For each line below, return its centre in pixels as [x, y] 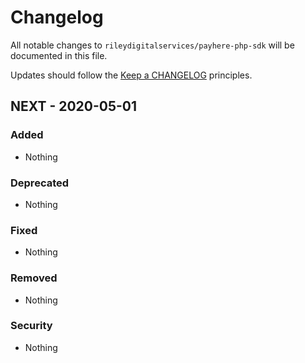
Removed [34, 278]
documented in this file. [59, 55]
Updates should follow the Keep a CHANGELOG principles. [131, 75]
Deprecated [40, 183]
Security [31, 326]
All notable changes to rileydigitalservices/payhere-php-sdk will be [152, 45]
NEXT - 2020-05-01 [74, 106]
